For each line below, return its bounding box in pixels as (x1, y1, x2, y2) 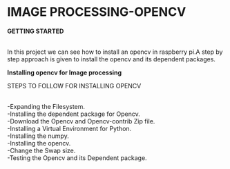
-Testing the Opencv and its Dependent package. (7, 153, 147, 162)
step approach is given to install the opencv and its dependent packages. (7, 54, 216, 63)
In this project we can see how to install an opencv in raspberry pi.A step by (7, 48, 223, 56)
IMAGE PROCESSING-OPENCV (7, 4, 186, 20)
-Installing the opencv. (7, 139, 71, 147)
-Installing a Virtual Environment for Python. (7, 124, 132, 132)
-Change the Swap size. (7, 146, 76, 155)
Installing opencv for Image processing (7, 68, 122, 77)
